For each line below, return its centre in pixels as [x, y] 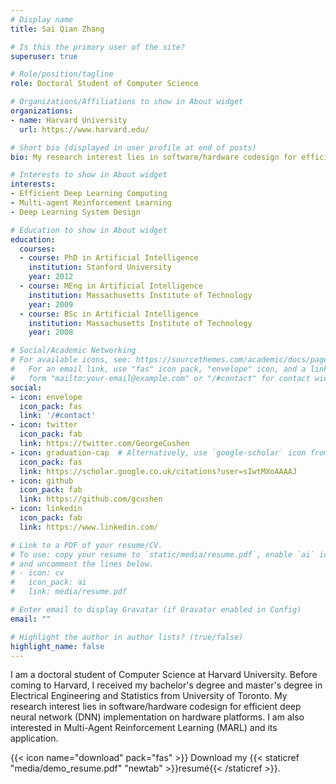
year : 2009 [51, 304]
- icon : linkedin [46, 509]
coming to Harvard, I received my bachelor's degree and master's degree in [166, 685]
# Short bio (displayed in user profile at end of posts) [133, 147]
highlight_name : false [57, 646]
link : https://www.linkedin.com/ [89, 527]
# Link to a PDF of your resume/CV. [86, 545]
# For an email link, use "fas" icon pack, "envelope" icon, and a [158, 369]
